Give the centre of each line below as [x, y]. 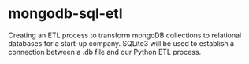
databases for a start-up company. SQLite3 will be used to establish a [121, 43]
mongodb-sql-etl [66, 14]
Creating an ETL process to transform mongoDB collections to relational [125, 35]
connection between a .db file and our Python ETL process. [105, 52]
